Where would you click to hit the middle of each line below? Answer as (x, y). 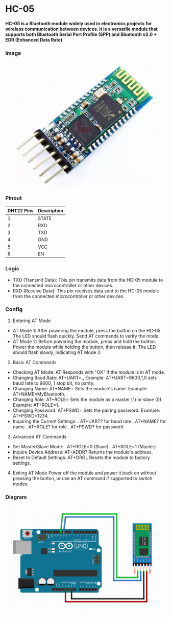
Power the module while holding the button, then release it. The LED (84, 347)
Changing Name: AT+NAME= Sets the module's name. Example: (80, 388)
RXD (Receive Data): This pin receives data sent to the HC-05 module (86, 291)
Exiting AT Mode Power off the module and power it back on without (84, 473)
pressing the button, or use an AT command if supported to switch (82, 478)
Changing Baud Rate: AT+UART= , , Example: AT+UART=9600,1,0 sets (85, 377)
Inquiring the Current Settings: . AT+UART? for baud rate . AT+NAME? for (89, 421)
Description (51, 211)
